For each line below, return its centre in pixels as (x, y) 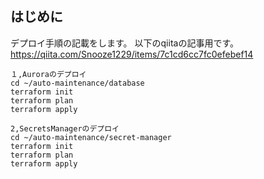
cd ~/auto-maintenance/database (77, 83)
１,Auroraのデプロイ (48, 74)
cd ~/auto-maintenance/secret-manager (91, 137)
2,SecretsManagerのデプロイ (65, 128)
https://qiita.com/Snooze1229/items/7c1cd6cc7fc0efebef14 (132, 54)
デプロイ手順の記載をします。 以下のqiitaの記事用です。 (124, 43)
